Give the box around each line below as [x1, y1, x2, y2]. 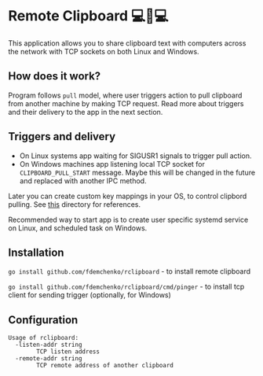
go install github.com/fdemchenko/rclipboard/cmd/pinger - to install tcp [8, 282, 245, 292]
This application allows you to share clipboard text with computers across [8, 38, 247, 48]
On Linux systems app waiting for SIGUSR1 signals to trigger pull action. [19, 151, 253, 160]
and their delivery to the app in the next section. [8, 107, 163, 116]
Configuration [8, 313, 79, 326]
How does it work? [8, 69, 101, 83]
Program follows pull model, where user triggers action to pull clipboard [8, 90, 243, 100]
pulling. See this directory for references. [8, 199, 141, 209]
